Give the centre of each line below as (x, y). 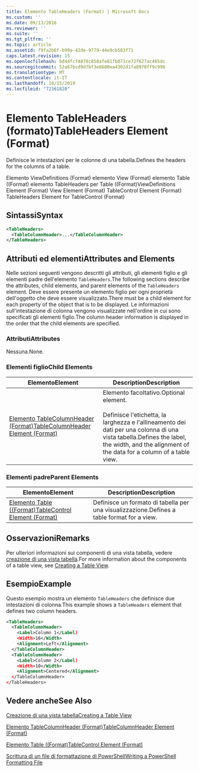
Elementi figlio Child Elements (49, 367)
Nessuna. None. (25, 352)
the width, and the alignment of (146, 444)
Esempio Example (39, 584)
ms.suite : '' (22, 34)
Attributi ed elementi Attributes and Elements (90, 259)
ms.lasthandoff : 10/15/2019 (41, 84)
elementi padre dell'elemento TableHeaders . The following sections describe (98, 279)
